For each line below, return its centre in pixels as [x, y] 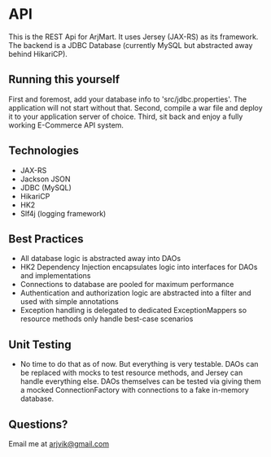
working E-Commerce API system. [66, 125]
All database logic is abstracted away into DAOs [101, 259]
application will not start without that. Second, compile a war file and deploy [135, 107]
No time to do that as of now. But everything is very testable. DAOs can [139, 364]
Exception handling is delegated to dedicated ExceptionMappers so [133, 311]
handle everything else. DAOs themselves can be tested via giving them [141, 381]
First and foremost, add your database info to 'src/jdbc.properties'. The [127, 99]
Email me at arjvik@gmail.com [59, 444]
